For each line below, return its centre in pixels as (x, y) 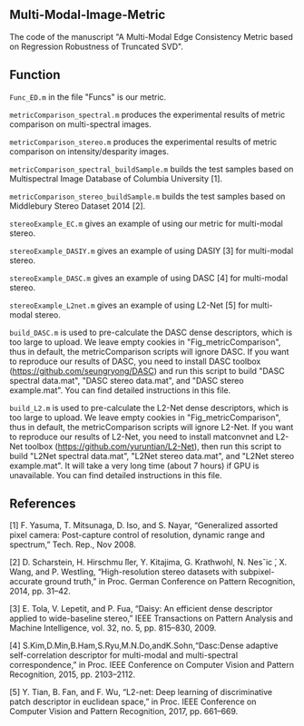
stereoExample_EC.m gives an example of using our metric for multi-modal (146, 223)
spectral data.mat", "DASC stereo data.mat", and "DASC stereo (127, 380)
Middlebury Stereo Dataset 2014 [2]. (78, 206)
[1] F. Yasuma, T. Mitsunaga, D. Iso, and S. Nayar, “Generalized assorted (144, 525)
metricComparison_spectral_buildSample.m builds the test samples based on (152, 169)
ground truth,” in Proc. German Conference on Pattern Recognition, (170, 582)
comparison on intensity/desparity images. (89, 151)
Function (35, 75)
